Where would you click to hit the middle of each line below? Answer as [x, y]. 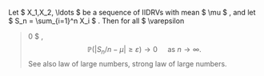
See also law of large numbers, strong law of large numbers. [127, 63]
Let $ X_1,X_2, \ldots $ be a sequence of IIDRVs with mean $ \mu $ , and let [132, 12]
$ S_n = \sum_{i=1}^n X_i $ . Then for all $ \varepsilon [96, 21]
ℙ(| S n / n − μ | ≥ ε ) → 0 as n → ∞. [144, 50]
